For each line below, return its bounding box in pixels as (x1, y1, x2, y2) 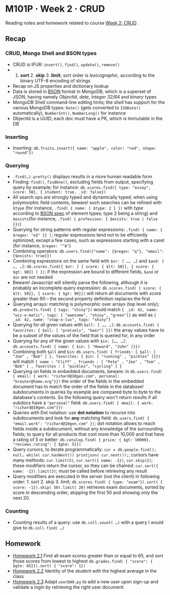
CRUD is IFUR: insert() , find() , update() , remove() (12, 61, 120, 68)
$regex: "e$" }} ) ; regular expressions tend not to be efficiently (12, 232, 148, 238)
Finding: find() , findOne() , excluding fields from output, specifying (12, 179, 153, 185)
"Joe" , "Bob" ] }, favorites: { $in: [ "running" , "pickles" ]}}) (12, 354, 161, 359)
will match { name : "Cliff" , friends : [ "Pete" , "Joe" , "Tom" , (12, 358, 160, 365)
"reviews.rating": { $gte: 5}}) (12, 442, 81, 447)
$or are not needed (12, 274, 53, 280)
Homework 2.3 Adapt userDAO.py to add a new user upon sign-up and (12, 579, 159, 585)
